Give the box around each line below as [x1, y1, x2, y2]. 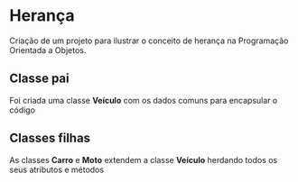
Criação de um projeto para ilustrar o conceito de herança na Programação [9, 35, 289, 46]
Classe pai [9, 71, 70, 86]
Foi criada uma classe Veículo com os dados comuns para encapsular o [9, 95, 278, 105]
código [9, 105, 36, 115]
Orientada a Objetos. [9, 44, 87, 55]
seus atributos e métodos [9, 164, 105, 175]
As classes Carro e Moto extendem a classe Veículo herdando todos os [9, 154, 278, 165]
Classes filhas [9, 131, 91, 146]
